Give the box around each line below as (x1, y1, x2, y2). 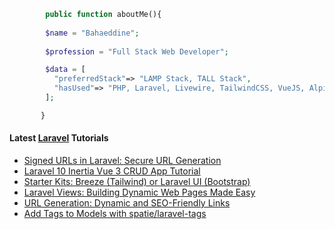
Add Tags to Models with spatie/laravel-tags (23, 207, 207, 219)
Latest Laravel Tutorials (9, 132, 109, 144)
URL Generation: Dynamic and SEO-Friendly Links (23, 196, 231, 209)
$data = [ (45, 65, 86, 75)
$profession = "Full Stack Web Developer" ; (45, 46, 229, 57)
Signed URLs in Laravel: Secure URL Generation (23, 154, 222, 166)
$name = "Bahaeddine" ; (45, 28, 140, 38)
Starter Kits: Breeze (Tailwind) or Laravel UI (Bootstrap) (23, 175, 251, 187)
